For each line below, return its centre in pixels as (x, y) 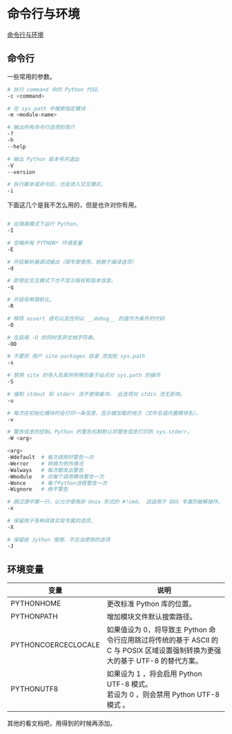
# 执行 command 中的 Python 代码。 (55, 90)
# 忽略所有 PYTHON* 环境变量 (45, 243)
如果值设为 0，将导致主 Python (157, 630)
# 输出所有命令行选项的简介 (41, 128)
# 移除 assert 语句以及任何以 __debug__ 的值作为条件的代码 (86, 319)
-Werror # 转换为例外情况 (46, 464)
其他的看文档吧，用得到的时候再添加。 (61, 724)
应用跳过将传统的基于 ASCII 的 (170, 640)
